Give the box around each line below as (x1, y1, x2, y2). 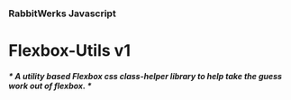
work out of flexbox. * (8, 80, 92, 91)
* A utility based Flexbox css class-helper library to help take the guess (8, 70, 283, 81)
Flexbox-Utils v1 (8, 41, 132, 61)
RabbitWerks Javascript (8, 7, 116, 20)
